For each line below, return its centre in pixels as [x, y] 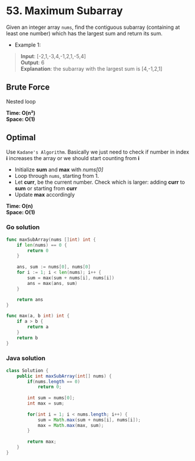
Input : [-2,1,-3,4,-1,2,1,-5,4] [53, 56]
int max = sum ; [46, 404]
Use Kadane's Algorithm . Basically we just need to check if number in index [98, 152]
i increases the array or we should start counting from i [73, 158]
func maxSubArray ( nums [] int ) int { [51, 240]
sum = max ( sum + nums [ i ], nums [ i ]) [71, 278]
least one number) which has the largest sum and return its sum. [85, 33]
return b [27, 338]
